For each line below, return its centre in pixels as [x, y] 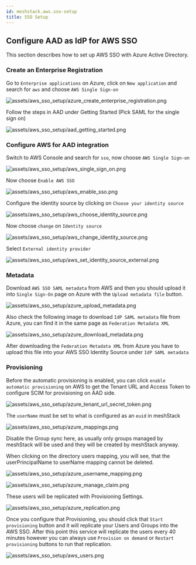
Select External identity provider [49, 248]
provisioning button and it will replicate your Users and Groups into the [92, 525]
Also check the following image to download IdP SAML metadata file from [93, 317]
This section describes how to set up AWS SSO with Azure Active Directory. [97, 55]
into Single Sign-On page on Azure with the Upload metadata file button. [94, 294]
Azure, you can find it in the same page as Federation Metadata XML [88, 323]
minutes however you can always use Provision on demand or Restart [90, 537]
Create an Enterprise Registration [55, 70]
